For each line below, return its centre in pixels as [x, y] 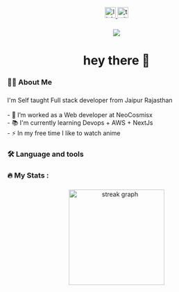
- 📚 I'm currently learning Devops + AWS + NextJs [80, 122]
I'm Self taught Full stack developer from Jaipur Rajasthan [90, 100]
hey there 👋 [117, 61]
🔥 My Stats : [28, 175]
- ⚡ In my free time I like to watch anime [64, 133]
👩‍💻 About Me [29, 83]
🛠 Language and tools [46, 154]
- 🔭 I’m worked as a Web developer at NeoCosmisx [80, 114]
